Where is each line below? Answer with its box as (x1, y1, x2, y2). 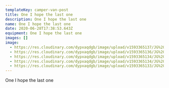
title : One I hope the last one (5, 12, 73, 17)
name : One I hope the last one (5, 21, 71, 27)
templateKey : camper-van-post (5, 7, 69, 13)
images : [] (5, 36, 28, 41)
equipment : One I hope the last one (5, 31, 82, 36)
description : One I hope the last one (5, 17, 87, 22)
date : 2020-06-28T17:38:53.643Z (5, 26, 73, 31)
